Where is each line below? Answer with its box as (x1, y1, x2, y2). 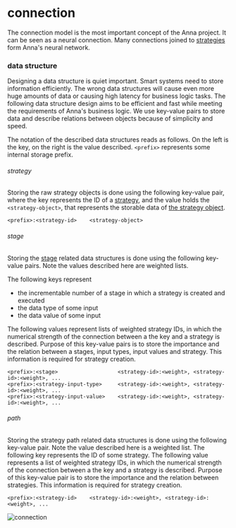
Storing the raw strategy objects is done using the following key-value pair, (7, 188, 225, 197)
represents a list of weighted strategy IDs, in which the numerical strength (7, 458, 222, 467)
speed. (7, 122, 27, 130)
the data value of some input (17, 311, 101, 319)
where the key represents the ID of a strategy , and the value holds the (7, 196, 210, 204)
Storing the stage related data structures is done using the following (7, 254, 204, 262)
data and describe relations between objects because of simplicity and (7, 114, 213, 123)
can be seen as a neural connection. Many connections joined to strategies (7, 35, 225, 44)
